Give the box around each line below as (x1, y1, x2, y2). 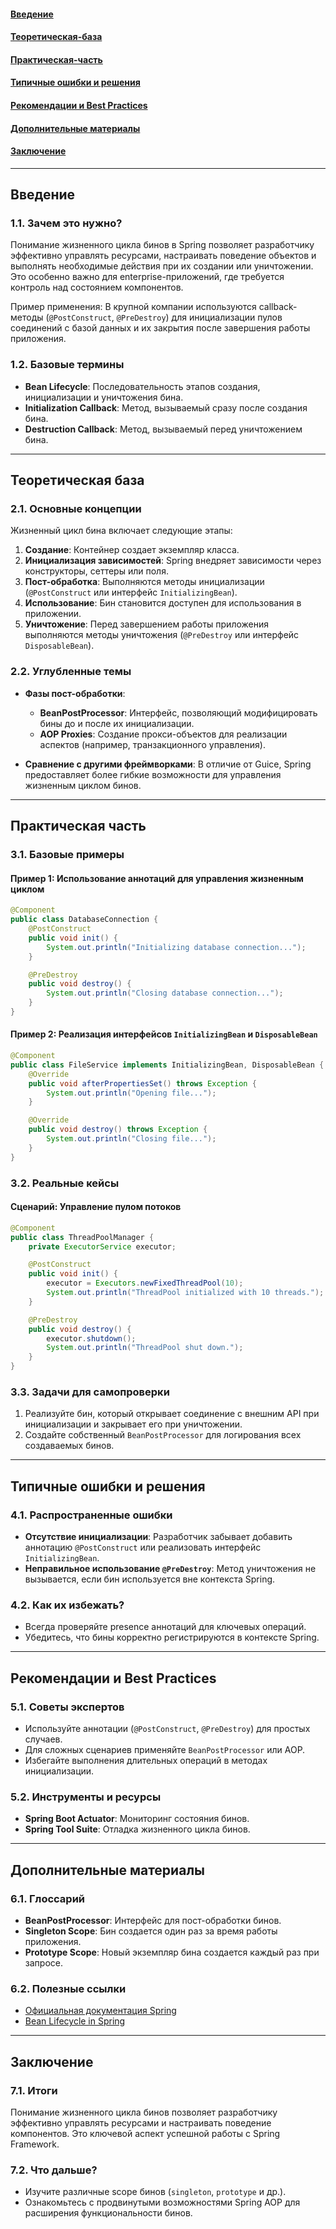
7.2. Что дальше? (10, 2163, 98, 2177)
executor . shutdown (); (46, 1333, 137, 1344)
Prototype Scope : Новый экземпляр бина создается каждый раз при (24, 1946, 320, 1959)
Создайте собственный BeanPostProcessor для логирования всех (24, 1429, 302, 1441)
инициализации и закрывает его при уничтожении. (24, 1418, 243, 1430)
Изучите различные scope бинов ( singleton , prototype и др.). (24, 2186, 287, 2198)
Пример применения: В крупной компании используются (10, 301, 257, 313)
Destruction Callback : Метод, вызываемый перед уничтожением (24, 423, 303, 435)
